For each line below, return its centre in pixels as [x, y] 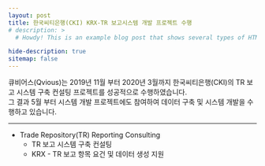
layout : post [30, 15]
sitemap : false [33, 59]
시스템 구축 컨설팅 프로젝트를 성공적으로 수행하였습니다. [102, 92]
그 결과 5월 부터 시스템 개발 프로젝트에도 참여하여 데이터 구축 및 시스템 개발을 [127, 102]
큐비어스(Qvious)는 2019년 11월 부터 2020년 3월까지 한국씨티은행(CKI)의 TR [127, 82]
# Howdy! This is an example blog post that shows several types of [130, 37]
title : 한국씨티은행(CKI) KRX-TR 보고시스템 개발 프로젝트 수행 [100, 23]
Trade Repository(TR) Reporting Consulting [90, 135]
